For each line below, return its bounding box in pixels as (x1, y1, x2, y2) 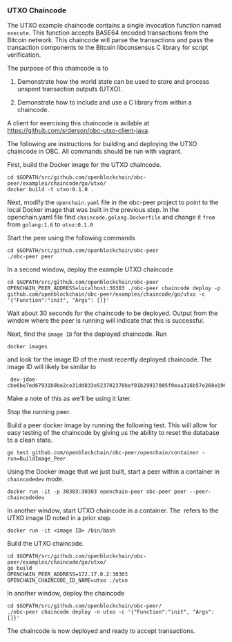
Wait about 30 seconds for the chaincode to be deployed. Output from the (7, 309, 218, 317)
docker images (7, 344, 48, 350)
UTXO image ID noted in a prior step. (7, 514, 112, 522)
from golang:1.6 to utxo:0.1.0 (7, 220, 93, 229)
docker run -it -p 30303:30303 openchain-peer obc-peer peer (7, 488, 187, 495)
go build (7, 565, 32, 572)
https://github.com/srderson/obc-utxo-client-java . (7, 127, 150, 135)
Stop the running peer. (7, 408, 71, 416)
